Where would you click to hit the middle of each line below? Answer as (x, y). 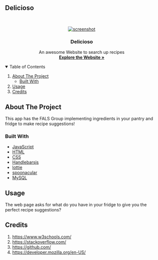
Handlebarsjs (25, 162)
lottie (17, 167)
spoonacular (25, 173)
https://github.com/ (31, 247)
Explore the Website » (82, 57)
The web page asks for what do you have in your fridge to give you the (76, 205)
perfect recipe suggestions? (33, 210)
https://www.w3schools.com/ (42, 237)
